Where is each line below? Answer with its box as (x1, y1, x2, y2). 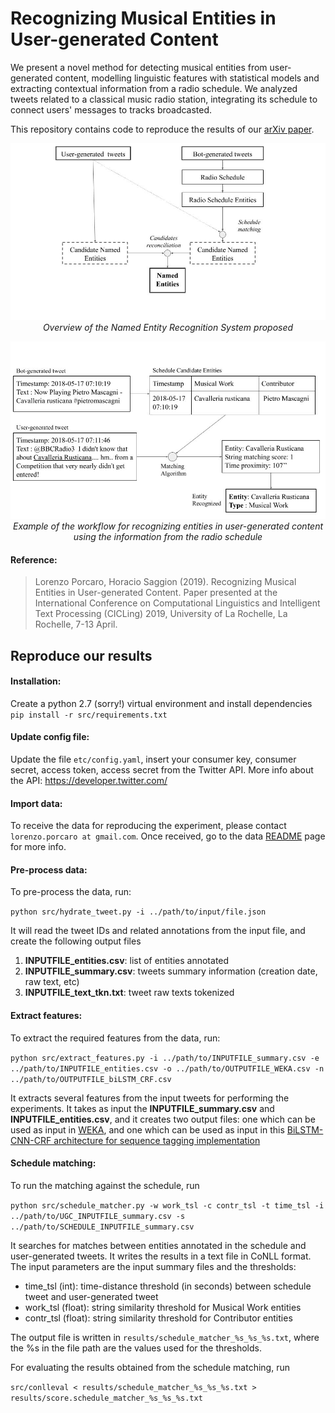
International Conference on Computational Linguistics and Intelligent (34, 597, 321, 609)
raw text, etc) (24, 976, 80, 988)
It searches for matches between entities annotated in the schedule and (10, 1239, 307, 1251)
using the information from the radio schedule (73, 530, 263, 542)
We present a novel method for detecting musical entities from (10, 61, 268, 73)
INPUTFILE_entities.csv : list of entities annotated (24, 955, 230, 967)
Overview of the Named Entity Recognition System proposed (42, 322, 294, 334)
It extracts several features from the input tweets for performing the (10, 1092, 290, 1104)
